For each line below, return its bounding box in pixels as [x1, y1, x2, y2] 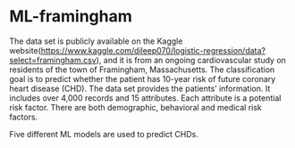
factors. [9, 111, 38, 122]
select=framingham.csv [9, 54, 97, 65]
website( [9, 45, 42, 55]
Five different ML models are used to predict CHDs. [9, 128, 199, 139]
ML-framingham [9, 6, 132, 27]
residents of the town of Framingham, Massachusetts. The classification [9, 64, 275, 75]
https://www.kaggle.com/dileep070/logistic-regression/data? [40, 45, 266, 55]
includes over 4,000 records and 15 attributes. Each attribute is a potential [9, 92, 282, 103]
